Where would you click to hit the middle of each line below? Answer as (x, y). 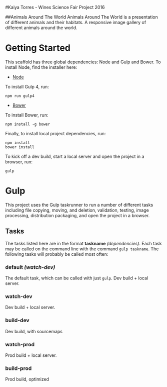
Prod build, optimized (27, 379)
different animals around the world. (41, 28)
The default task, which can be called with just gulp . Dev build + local (77, 278)
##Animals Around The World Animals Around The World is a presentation (82, 17)
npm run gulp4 (20, 96)
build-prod (18, 368)
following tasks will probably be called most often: (57, 254)
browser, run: (19, 162)
